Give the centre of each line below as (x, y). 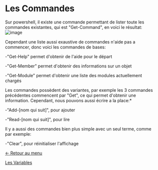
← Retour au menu (24, 153)
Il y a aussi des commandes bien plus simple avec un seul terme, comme (78, 129)
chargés (13, 81)
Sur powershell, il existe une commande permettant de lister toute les (75, 22)
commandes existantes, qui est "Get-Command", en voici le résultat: (74, 27)
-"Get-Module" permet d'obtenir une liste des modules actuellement (74, 75)
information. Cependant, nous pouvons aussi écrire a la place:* (69, 100)
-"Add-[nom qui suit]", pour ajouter (40, 110)
